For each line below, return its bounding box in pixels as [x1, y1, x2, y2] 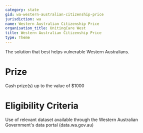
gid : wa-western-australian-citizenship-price [5, 12, 104, 17]
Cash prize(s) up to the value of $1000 [5, 83, 84, 89]
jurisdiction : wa [5, 16, 41, 21]
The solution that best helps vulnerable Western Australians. [5, 48, 129, 55]
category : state [5, 7, 39, 12]
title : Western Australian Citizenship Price [5, 30, 101, 35]
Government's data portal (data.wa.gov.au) [5, 122, 94, 128]
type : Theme [5, 35, 30, 40]
